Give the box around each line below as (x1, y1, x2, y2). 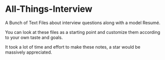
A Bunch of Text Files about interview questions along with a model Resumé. (5, 20, 161, 26)
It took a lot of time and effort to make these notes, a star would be (5, 44, 140, 50)
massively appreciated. (5, 49, 52, 55)
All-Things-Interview (5, 3, 93, 15)
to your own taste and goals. (5, 34, 63, 40)
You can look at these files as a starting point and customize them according (5, 29, 161, 35)
